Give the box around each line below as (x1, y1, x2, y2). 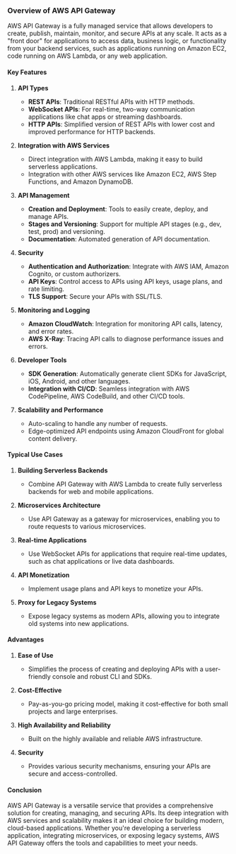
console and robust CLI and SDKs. (52, 672, 153, 680)
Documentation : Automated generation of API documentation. (28, 235, 211, 243)
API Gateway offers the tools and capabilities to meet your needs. (7, 839, 198, 848)
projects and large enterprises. (28, 707, 118, 716)
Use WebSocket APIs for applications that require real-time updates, (28, 550, 228, 558)
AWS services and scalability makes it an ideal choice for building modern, (7, 817, 225, 825)
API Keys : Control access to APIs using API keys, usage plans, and (28, 277, 223, 285)
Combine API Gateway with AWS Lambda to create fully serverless (28, 480, 223, 488)
